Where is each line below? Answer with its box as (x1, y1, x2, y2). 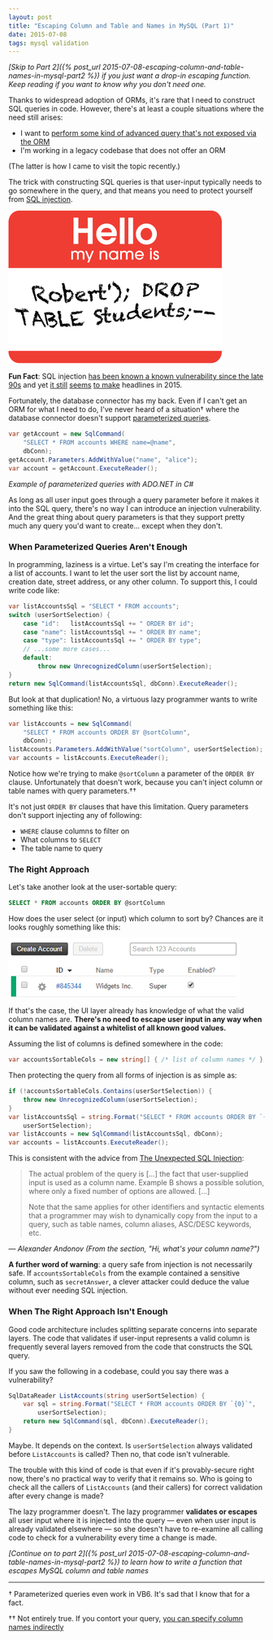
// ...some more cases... (23, 645, 111, 654)
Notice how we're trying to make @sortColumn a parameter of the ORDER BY (8, 769, 255, 779)
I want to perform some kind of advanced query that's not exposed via (19, 129, 258, 138)
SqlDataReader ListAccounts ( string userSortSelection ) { (8, 1392, 206, 1400)
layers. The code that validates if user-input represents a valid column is (8, 1333, 250, 1343)
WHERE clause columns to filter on (19, 826, 130, 836)
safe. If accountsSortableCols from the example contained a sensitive (8, 1268, 240, 1278)
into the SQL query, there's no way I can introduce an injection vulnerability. (8, 503, 262, 513)
